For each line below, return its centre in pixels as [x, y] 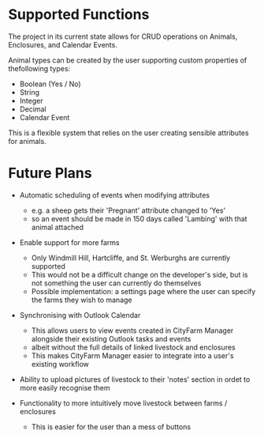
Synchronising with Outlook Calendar [80, 315]
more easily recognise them [65, 387]
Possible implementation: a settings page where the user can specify [143, 291]
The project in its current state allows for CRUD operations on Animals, [123, 36]
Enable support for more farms [69, 242]
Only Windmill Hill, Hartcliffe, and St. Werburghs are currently [131, 258]
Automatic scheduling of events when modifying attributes [115, 194]
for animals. [27, 141]
